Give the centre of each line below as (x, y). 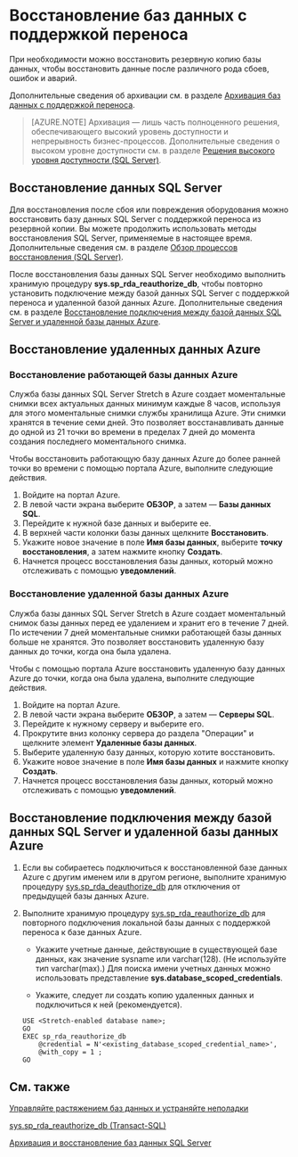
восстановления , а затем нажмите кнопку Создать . (122, 552)
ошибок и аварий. (43, 78)
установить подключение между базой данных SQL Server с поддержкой (149, 293)
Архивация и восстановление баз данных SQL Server (110, 1143)
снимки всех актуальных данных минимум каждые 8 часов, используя (145, 404)
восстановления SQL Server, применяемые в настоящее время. (131, 238)
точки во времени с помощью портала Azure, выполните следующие (141, 468)
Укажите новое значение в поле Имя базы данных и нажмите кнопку (155, 761)
